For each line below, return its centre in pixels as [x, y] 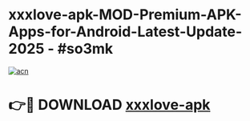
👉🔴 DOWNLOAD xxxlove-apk [109, 105]
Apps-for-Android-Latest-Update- [125, 32]
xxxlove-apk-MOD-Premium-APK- [125, 15]
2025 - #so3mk [61, 49]
